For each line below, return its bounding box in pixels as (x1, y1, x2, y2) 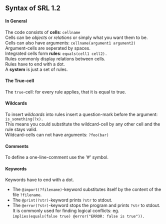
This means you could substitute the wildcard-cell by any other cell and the (5, 121, 160, 127)
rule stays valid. (5, 126, 37, 132)
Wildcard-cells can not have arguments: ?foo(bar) (5, 132, 109, 137)
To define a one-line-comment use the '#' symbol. (5, 154, 109, 160)
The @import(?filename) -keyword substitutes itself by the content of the (12, 186, 161, 192)
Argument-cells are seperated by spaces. (5, 45, 91, 51)
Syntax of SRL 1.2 (5, 4, 61, 12)
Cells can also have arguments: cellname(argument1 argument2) (5, 39, 136, 45)
